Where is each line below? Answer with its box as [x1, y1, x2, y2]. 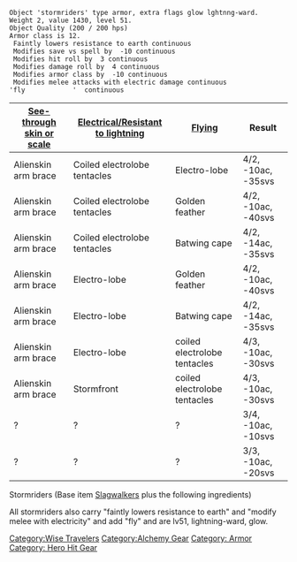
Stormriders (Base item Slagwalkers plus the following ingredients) [9, 490, 252, 499]
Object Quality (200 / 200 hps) [9, 24, 128, 33]
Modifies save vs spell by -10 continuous [12, 47, 176, 56]
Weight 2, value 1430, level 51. [9, 16, 133, 25]
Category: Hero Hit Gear [9, 543, 98, 552]
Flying [191, 122, 218, 133]
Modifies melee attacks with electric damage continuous [12, 78, 227, 87]
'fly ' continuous [9, 86, 125, 95]
